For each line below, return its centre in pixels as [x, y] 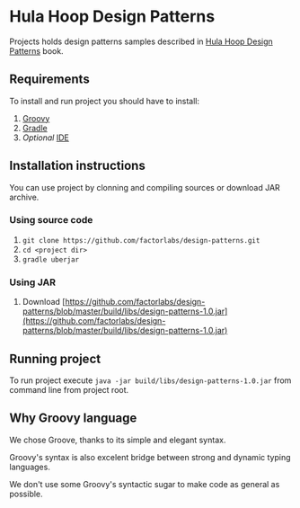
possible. [26, 494]
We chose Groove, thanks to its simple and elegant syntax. [118, 440]
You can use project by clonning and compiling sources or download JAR [145, 187]
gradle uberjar [51, 259]
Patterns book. [37, 50]
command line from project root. [69, 389]
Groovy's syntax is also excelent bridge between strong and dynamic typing [150, 457]
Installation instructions [77, 166]
